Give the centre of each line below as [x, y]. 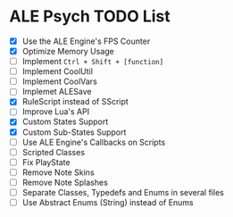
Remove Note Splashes [65, 182]
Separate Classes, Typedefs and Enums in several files [123, 192]
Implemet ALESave [57, 92]
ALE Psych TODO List [90, 17]
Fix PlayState [46, 162]
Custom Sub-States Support [74, 132]
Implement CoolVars [60, 81]
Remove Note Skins [58, 172]
